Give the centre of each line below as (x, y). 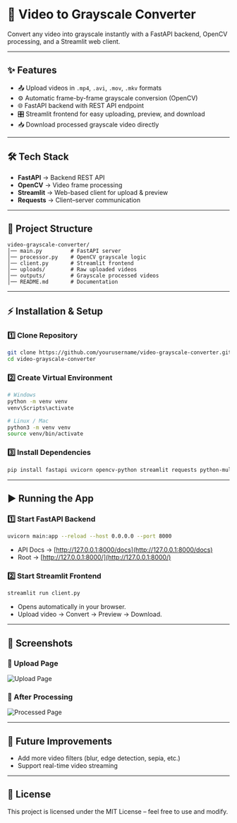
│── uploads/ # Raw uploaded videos (72, 270)
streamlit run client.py (44, 593)
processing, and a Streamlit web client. (64, 41)
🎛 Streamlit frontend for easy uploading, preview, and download (111, 114)
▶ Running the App (50, 498)
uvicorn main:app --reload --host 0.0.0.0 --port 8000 (90, 536)
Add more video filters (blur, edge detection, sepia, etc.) (99, 758)
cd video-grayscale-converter (52, 359)
